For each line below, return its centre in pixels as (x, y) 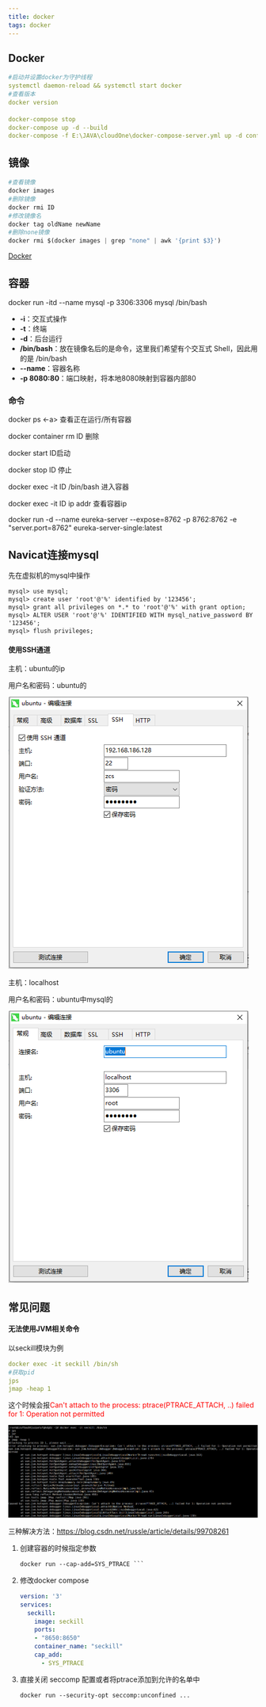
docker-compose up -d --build (58, 128)
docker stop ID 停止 (40, 470)
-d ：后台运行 (41, 338)
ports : (45, 1630)
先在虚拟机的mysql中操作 (49, 575)
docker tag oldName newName (55, 224)
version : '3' (41, 1596)
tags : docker (30, 25)
